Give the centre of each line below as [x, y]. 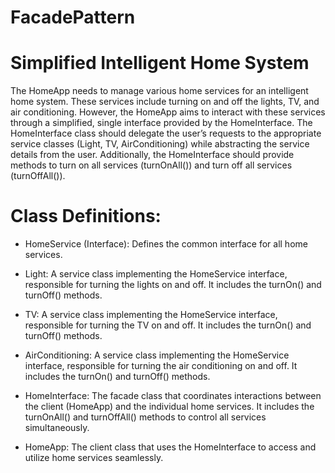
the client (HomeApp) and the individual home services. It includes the [169, 407]
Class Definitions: [86, 216]
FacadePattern [73, 17]
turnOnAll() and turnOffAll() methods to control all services [145, 417]
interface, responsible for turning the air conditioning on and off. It [161, 366]
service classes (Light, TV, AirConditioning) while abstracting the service [160, 144]
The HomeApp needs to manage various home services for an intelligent [159, 91]
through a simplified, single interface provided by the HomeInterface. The [161, 123]
